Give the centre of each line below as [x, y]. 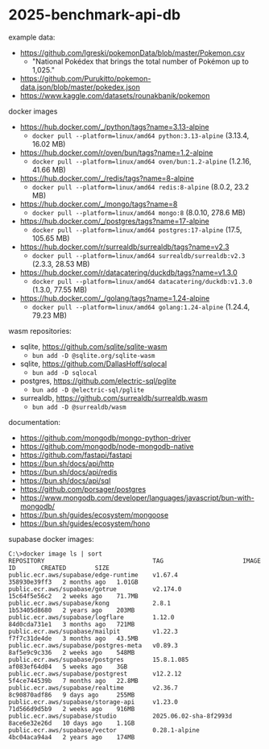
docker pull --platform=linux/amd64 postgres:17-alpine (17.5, [137, 229]
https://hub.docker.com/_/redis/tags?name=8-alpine [107, 178]
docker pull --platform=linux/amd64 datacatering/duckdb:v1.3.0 [142, 281]
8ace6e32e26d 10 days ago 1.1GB [72, 723]
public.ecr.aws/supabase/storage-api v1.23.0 [93, 702]
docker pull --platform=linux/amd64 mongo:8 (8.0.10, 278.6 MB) [139, 212]
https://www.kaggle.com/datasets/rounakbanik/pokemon [115, 95]
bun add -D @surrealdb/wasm [79, 407]
